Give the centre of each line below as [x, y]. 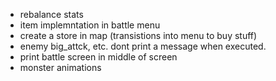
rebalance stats [51, 14]
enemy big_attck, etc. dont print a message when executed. [143, 46]
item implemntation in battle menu [90, 25]
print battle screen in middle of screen [98, 57]
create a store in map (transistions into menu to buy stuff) [138, 35]
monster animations [60, 67]
